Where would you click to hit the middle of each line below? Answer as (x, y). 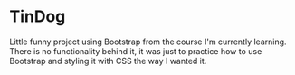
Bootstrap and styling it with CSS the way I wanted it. (108, 61)
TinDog (38, 17)
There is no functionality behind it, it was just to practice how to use (136, 51)
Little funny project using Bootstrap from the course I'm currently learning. (148, 42)
